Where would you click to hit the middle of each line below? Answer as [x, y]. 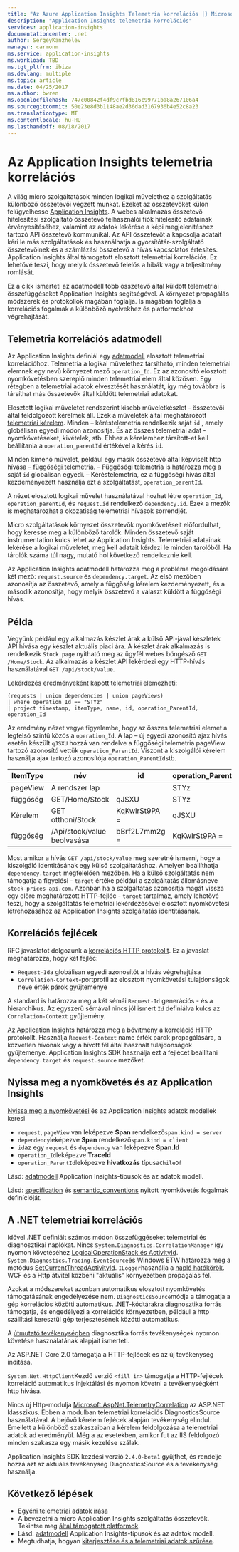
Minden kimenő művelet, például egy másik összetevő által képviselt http [115, 460]
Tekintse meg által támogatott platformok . [79, 1526]
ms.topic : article [34, 80]
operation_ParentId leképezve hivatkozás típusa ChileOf [100, 1162]
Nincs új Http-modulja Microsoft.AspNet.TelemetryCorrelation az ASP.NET [116, 1404]
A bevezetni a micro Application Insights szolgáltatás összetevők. [113, 1519]
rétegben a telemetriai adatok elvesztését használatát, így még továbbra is [116, 386]
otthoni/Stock [74, 820]
